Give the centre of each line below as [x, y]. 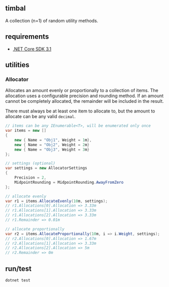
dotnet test [18, 280]
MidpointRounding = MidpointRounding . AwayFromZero [69, 182]
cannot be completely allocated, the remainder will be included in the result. [84, 101]
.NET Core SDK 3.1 [32, 49]
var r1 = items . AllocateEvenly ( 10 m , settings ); [57, 201]
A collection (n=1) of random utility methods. [52, 20]
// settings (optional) [30, 163]
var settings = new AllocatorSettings [46, 168]
